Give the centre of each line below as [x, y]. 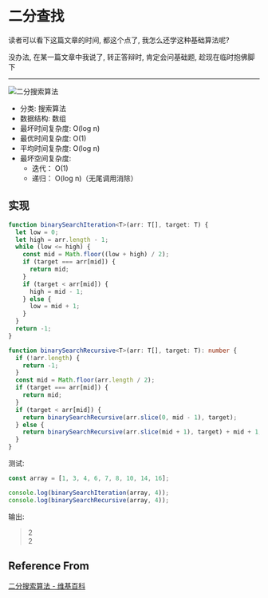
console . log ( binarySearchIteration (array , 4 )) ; [89, 493]
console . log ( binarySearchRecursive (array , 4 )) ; [89, 500]
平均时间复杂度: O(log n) [60, 148]
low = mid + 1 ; [55, 307]
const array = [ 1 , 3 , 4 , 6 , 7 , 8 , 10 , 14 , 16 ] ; [89, 478]
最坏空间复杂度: [45, 158]
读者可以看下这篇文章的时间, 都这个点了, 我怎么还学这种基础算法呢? [119, 40]
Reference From [49, 566]
